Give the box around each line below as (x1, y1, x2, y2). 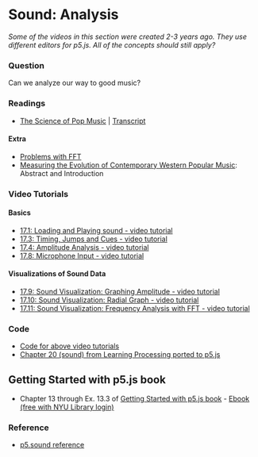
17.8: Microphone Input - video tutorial (19, 251, 144, 260)
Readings (8, 98, 46, 109)
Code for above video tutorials (19, 341, 120, 351)
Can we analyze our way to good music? (8, 78, 141, 88)
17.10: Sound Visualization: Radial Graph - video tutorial (19, 295, 199, 305)
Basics (8, 208, 32, 217)
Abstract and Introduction (19, 168, 104, 178)
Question (8, 60, 45, 71)
